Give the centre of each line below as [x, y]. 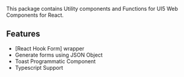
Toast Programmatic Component [55, 61]
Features [23, 34]
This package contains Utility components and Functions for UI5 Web [92, 9]
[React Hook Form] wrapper [50, 48]
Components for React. [35, 15]
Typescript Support [39, 67]
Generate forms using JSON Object [59, 55]
